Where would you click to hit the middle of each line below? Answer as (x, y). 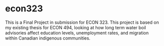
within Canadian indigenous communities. (48, 38)
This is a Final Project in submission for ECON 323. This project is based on (82, 22)
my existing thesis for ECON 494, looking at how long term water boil (76, 27)
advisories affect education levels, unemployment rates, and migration (77, 33)
